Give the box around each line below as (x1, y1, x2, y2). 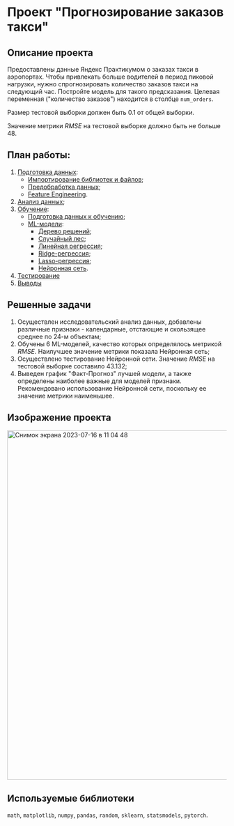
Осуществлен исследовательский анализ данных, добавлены (17, 318, 202, 326)
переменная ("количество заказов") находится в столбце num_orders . (7, 95, 214, 103)
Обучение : (17, 205, 49, 213)
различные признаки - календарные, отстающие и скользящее (17, 325, 206, 333)
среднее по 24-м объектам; (17, 332, 102, 341)
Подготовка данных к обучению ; (27, 212, 125, 220)
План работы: (7, 149, 71, 161)
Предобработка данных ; (27, 182, 101, 191)
